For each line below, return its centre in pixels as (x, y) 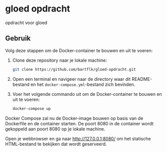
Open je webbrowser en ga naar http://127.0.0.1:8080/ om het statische (78, 138)
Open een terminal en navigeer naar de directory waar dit (71, 79)
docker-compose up (31, 108)
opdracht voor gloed (26, 23)
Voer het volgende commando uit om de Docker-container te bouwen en (87, 94)
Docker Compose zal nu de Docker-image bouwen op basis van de (74, 118)
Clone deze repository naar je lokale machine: (60, 60)
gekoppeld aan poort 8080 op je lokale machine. (55, 129)
